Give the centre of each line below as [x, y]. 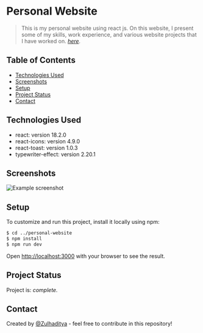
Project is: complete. [32, 290]
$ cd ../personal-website [39, 233]
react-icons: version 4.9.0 [48, 141]
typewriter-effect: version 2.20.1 [55, 154]
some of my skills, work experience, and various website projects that [109, 34]
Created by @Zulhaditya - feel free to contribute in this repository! [89, 324]
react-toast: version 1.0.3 [46, 148]
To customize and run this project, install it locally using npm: [83, 222]
